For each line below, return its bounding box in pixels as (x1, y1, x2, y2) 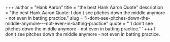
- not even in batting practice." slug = (5, 15, 83, 21)
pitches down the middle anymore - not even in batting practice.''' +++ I (5, 26, 156, 32)
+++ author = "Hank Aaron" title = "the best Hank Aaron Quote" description (5, 5, 163, 10)
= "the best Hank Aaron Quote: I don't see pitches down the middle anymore (5, 10, 165, 16)
